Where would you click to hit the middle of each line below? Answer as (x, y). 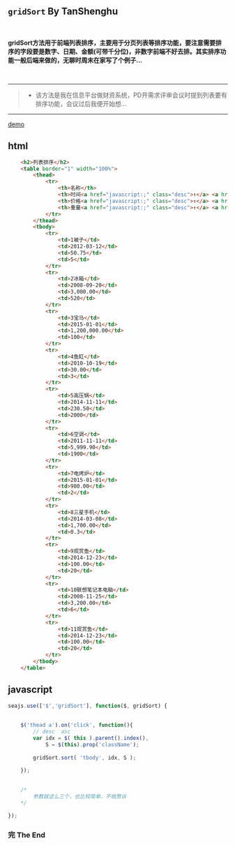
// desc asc (52, 732)
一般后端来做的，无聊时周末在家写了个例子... (78, 60)
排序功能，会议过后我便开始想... (81, 103)
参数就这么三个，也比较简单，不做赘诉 (80, 796)
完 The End (27, 835)
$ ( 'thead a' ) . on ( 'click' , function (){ (77, 725)
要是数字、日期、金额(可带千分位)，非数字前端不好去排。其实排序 (126, 51)
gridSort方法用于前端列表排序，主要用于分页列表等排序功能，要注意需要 (112, 43)
